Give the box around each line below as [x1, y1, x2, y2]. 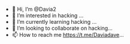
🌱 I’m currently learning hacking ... [11, 18, 97, 25]
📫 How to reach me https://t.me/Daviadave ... [11, 32, 124, 38]
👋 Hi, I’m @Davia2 [11, 6, 56, 12]
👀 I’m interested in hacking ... [11, 12, 84, 19]
